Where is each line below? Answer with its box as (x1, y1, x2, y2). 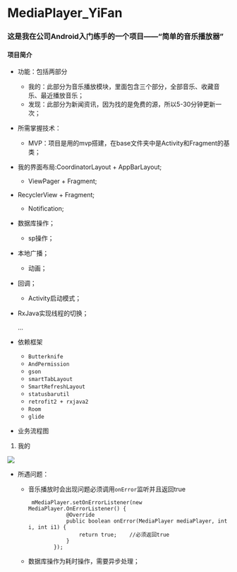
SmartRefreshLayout (28, 383, 86, 390)
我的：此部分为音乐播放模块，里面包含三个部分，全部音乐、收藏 (28, 83, 214, 91)
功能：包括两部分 (17, 67, 68, 76)
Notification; (28, 204, 64, 213)
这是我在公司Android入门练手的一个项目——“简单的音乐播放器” (7, 32, 224, 42)
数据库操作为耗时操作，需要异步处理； (28, 557, 140, 566)
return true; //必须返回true (78, 532, 170, 539)
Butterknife (28, 354, 63, 361)
